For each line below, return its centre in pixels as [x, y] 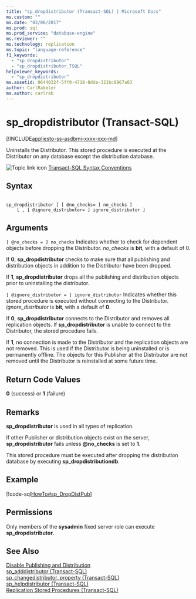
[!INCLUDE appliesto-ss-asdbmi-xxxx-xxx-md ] [62, 138]
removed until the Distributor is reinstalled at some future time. [82, 361]
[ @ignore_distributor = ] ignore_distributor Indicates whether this [92, 295]
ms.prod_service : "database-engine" [51, 33]
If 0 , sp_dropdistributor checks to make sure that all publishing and [88, 259]
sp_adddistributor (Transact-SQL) [47, 571]
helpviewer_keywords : [33, 72]
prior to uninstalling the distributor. [48, 283]
